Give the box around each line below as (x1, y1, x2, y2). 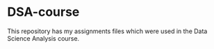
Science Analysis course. (7, 34, 80, 42)
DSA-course (7, 4, 80, 20)
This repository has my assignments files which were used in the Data (7, 27, 208, 35)
